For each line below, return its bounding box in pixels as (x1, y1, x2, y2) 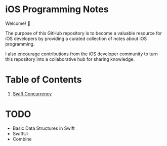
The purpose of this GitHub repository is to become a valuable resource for (5, 30, 162, 36)
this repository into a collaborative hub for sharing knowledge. (5, 56, 135, 62)
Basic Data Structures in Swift (12, 125, 75, 131)
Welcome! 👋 (5, 20, 30, 26)
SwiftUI (12, 130, 28, 136)
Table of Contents (5, 74, 82, 86)
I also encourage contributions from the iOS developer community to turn (5, 51, 158, 57)
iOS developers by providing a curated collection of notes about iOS (5, 35, 147, 42)
